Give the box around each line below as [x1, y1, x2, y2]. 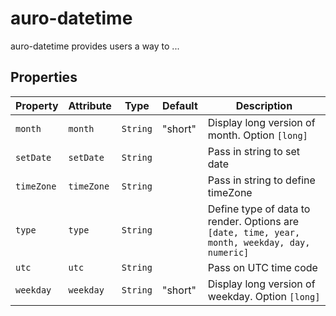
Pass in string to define [207, 173, 316, 187]
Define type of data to [207, 202, 311, 216]
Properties [10, 69, 78, 86]
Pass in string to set [207, 144, 301, 158]
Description [235, 98, 293, 112]
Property [15, 98, 59, 112]
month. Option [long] [207, 128, 308, 142]
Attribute [68, 98, 112, 112]
